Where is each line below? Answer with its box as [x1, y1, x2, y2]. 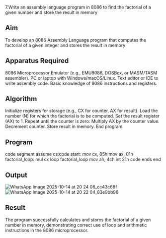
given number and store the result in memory [5, 9, 98, 15]
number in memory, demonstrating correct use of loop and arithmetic [5, 222, 147, 228]
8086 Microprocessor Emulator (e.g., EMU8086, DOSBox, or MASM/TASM [5, 69, 158, 76]
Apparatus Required [5, 57, 69, 65]
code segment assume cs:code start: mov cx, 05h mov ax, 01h [5, 151, 133, 157]
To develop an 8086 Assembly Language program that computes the [5, 37, 147, 43]
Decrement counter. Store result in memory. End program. [5, 123, 124, 129]
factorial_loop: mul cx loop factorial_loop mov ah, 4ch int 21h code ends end [5, 156, 161, 163]
